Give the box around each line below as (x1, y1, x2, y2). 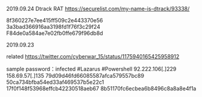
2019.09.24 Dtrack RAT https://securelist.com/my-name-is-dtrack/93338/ (6, 5, 190, 12)
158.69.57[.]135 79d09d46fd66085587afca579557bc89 (6, 72, 145, 79)
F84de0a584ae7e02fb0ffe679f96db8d (6, 30, 104, 37)
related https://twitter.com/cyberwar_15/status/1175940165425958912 (6, 53, 180, 60)
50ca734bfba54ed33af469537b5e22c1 (6, 78, 104, 86)
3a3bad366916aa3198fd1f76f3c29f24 (6, 23, 101, 30)
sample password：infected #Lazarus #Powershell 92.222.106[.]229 (6, 66, 177, 72)
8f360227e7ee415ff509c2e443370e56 (6, 17, 104, 23)
